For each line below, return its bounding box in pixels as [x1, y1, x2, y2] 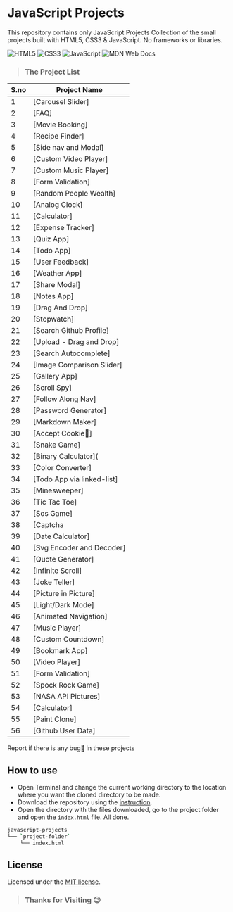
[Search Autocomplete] [32, 348, 111, 358]
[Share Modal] [32, 280, 81, 290]
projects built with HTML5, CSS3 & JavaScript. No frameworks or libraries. [7, 35, 223, 44]
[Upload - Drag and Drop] [32, 337, 120, 347]
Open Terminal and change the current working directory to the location [17, 783, 227, 792]
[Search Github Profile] [32, 326, 110, 336]
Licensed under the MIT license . [7, 878, 101, 886]
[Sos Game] [32, 509, 73, 519]
